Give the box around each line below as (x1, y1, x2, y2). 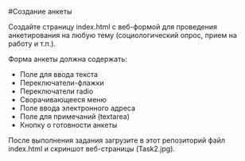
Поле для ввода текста (19, 70, 98, 79)
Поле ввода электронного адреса (19, 103, 136, 113)
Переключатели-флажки (19, 79, 105, 87)
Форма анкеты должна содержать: (8, 55, 127, 63)
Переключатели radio (19, 86, 94, 96)
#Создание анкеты (8, 7, 72, 16)
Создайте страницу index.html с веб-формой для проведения (8, 22, 217, 31)
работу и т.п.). (8, 39, 56, 48)
